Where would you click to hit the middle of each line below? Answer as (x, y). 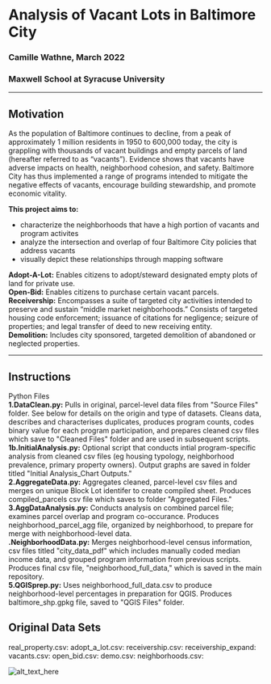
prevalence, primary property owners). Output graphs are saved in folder (129, 465)
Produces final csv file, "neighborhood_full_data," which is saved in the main (135, 568)
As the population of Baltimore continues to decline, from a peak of (120, 133)
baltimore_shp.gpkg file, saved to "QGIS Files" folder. (97, 602)
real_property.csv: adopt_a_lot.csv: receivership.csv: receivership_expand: (132, 647)
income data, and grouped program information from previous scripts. (125, 559)
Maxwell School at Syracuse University (87, 79)
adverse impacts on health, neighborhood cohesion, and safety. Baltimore (131, 168)
